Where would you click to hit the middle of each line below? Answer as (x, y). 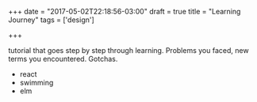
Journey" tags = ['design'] (52, 20)
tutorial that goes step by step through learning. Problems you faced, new (128, 50)
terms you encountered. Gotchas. (63, 59)
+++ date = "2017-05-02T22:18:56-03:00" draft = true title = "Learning (125, 11)
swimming (36, 83)
